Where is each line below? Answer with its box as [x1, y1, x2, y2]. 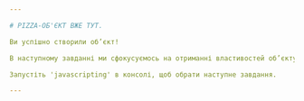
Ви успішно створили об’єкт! [9, 37, 119, 46]
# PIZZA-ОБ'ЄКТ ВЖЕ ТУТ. [9, 21, 103, 30]
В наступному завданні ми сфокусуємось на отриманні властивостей [9, 53, 265, 63]
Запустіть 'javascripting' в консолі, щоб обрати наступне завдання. [9, 69, 278, 79]
